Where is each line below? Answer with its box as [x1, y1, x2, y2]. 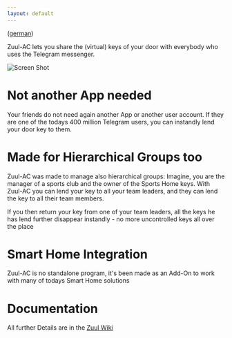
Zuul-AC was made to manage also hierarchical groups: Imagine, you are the [7, 172, 225, 180]
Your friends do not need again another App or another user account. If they [7, 110, 224, 118]
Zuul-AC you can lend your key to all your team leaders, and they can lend [7, 187, 218, 195]
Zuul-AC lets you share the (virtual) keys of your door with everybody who [7, 42, 219, 50]
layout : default [7, 10, 54, 17]
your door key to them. [7, 125, 72, 133]
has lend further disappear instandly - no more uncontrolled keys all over [7, 215, 215, 223]
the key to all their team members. [7, 194, 104, 203]
